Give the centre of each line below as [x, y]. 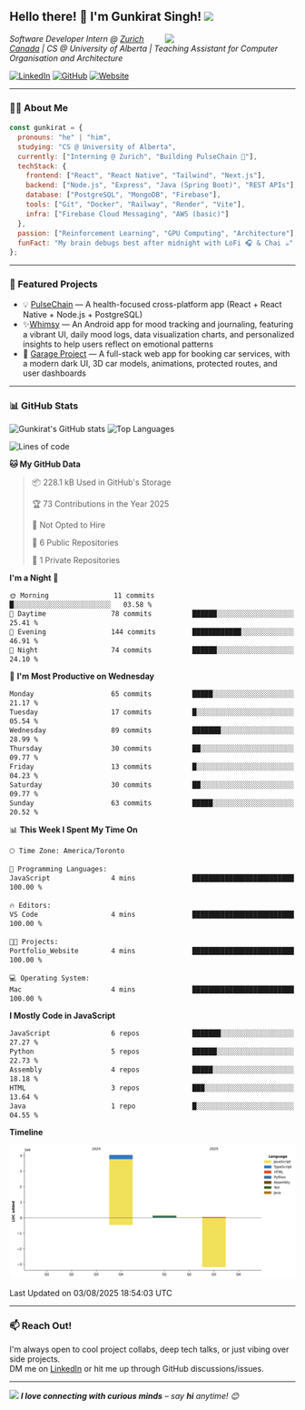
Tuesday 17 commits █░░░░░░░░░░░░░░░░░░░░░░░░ [152, 712]
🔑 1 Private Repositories [76, 559]
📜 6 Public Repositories [75, 542]
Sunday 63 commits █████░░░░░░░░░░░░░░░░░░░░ [152, 803]
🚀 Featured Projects [54, 285]
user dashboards [54, 373]
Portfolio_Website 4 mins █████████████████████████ [152, 951]
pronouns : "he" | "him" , [64, 137]
